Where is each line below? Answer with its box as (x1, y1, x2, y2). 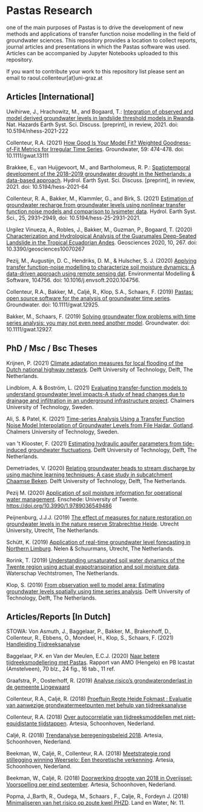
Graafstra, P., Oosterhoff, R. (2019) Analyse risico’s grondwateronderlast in (6, 677, 193, 685)
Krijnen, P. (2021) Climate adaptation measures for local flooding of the (6, 359, 184, 367)
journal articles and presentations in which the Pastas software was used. (6, 43, 190, 50)
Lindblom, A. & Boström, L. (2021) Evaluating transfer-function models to (6, 384, 188, 391)
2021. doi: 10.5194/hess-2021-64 (6, 183, 88, 190)
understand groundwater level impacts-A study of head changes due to (6, 390, 185, 398)
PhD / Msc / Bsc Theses (6, 343, 98, 354)
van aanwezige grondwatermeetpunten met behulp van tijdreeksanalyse (6, 702, 187, 709)
